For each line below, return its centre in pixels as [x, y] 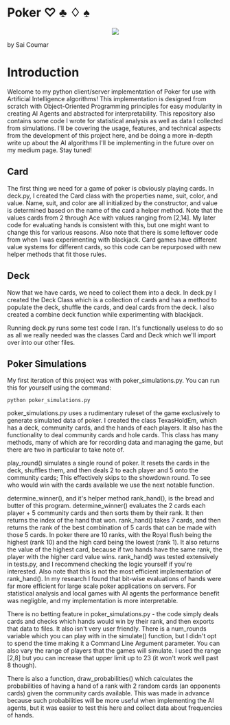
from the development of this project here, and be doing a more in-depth [110, 135]
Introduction [43, 73]
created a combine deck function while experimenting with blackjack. [105, 314]
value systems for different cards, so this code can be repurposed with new [114, 246]
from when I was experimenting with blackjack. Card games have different [112, 240]
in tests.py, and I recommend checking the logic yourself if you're [100, 564]
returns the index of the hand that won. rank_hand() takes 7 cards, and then [114, 521]
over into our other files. [41, 342]
